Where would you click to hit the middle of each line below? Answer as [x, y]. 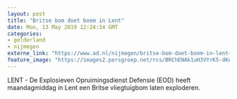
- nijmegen [23, 47]
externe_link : [28, 54]
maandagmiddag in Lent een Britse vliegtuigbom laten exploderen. [104, 87]
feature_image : [30, 60]
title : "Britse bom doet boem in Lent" [66, 21]
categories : [25, 34]
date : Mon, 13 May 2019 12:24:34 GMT [63, 27]
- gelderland [26, 40]
